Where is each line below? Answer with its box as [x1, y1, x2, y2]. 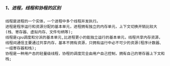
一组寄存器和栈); [5, 46, 37, 51]
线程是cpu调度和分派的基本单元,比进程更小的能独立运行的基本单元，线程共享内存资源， [5, 35, 163, 40]
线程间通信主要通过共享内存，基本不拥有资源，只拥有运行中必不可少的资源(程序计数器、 [5, 40, 163, 45]
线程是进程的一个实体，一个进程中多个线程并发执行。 [5, 18, 101, 24]
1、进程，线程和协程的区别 [5, 5, 61, 11]
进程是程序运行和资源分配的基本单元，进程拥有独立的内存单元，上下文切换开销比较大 [5, 24, 157, 29]
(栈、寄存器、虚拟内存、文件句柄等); [5, 29, 73, 35]
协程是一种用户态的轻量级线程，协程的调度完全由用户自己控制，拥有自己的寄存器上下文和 [5, 51, 165, 56]
